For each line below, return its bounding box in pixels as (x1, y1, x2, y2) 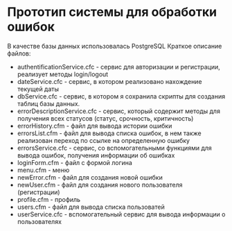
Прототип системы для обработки (7, 4, 217, 20)
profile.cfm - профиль (17, 195, 81, 203)
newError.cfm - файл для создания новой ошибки (17, 173, 163, 181)
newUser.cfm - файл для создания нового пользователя (17, 180, 183, 189)
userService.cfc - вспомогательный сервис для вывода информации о (17, 209, 226, 219)
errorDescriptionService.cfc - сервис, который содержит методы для (17, 107, 220, 115)
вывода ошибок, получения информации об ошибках (17, 151, 175, 160)
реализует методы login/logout (17, 70, 109, 78)
